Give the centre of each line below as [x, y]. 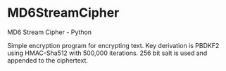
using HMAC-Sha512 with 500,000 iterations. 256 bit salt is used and [107, 53]
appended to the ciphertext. [48, 60]
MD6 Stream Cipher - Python [50, 32]
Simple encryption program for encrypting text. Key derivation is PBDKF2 [113, 45]
